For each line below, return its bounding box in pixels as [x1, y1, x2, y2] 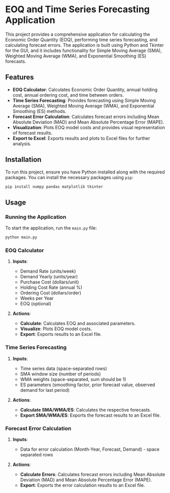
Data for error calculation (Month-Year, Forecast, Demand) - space [20, 446, 160, 452]
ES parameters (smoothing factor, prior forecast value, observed [20, 382, 155, 388]
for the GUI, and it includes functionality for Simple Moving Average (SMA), [5, 47, 162, 53]
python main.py [5, 235, 38, 240]
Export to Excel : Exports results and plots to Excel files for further [12, 135, 151, 141]
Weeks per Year [20, 295, 54, 301]
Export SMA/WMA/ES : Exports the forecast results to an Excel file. [20, 412, 161, 418]
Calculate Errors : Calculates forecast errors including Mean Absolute [20, 471, 165, 477]
